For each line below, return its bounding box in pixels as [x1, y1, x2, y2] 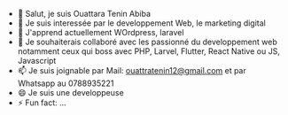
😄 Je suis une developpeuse [17, 88, 124, 97]
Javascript [17, 56, 57, 65]
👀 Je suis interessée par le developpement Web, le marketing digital [17, 18, 266, 28]
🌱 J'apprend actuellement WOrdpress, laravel [17, 27, 184, 37]
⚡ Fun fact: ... [17, 97, 66, 108]
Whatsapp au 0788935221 [17, 78, 114, 88]
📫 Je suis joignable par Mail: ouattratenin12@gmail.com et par [17, 65, 246, 75]
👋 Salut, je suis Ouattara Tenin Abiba [17, 9, 152, 19]
